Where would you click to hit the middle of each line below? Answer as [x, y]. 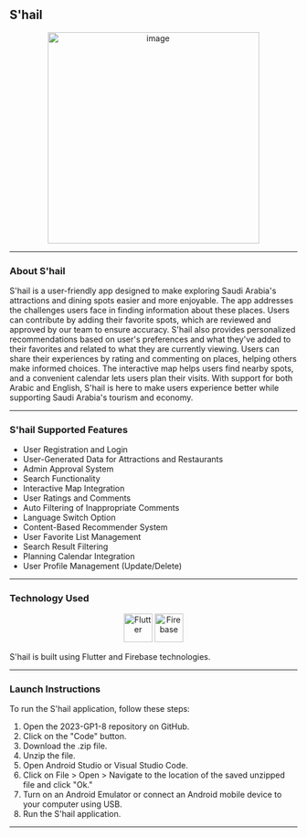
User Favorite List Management [82, 537]
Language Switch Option [69, 518]
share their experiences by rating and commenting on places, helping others [153, 359]
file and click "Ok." [58, 784]
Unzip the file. [49, 756]
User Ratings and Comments [76, 498]
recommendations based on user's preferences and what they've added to [150, 339]
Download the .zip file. [65, 746]
